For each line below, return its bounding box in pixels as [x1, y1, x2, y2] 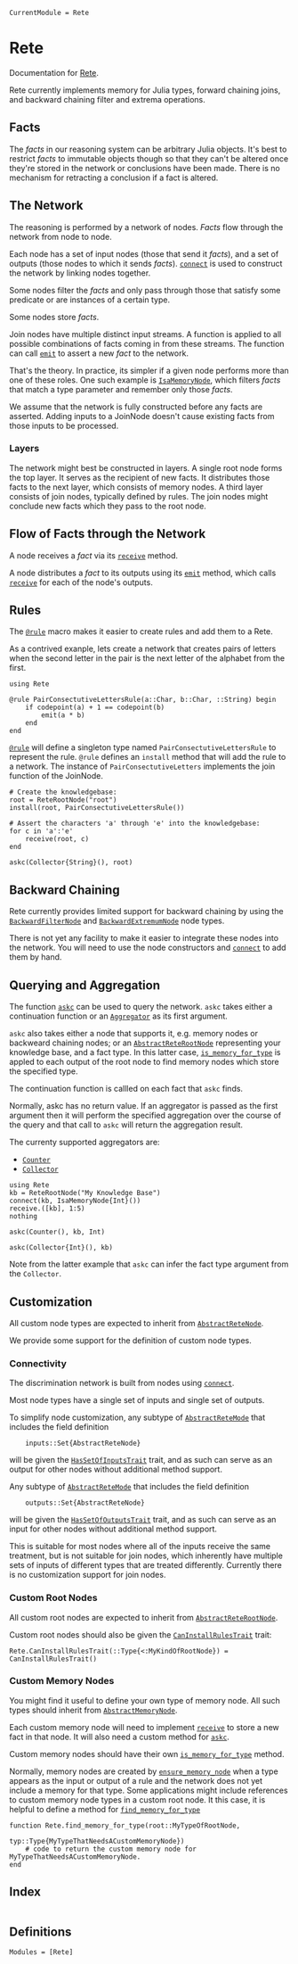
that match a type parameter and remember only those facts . [9, 384, 233, 394]
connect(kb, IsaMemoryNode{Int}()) [9, 1196, 141, 1206]
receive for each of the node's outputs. [9, 576, 153, 588]
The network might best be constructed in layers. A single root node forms [9, 462, 283, 473]
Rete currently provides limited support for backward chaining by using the [9, 906, 284, 917]
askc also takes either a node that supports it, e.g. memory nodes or [9, 1028, 259, 1039]
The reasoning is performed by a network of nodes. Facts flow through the [9, 221, 284, 232]
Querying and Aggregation [9, 978, 160, 993]
